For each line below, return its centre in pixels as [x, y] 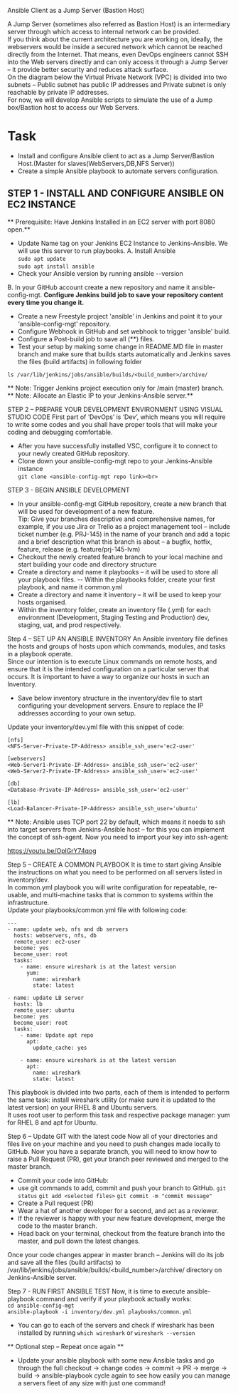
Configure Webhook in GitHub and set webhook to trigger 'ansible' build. [124, 331]
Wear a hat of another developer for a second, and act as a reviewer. [118, 1210]
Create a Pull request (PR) [55, 1203]
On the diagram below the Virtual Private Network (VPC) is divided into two [117, 77]
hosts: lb [28, 1004]
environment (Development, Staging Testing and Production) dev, [113, 617]
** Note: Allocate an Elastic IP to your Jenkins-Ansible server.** [100, 396]
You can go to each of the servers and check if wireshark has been [116, 1325]
